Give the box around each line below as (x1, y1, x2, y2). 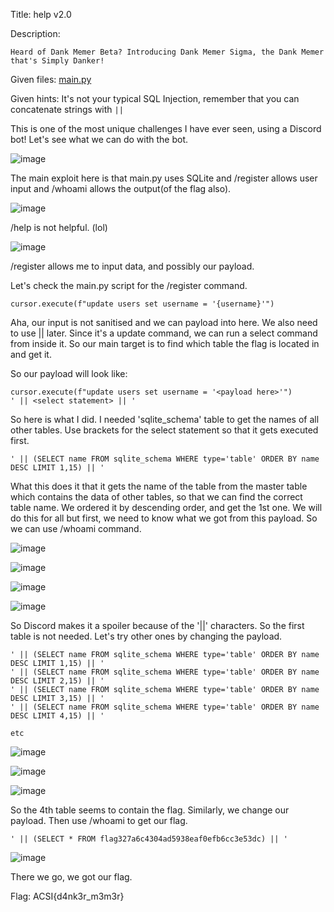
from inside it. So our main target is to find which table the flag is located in (10, 338, 320, 349)
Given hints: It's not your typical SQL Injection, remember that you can (10, 93, 300, 104)
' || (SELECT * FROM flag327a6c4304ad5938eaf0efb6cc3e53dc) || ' (10, 834, 288, 844)
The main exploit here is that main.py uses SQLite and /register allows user (10, 172, 318, 184)
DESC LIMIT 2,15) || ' (10, 676, 105, 686)
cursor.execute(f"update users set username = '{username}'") (10, 299, 275, 309)
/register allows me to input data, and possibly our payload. (10, 260, 255, 272)
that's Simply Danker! (10, 56, 105, 66)
